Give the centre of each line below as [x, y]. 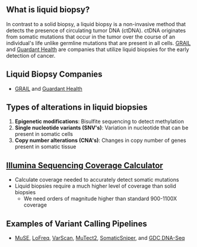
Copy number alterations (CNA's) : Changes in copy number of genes [100, 140]
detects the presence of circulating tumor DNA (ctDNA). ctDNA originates [96, 30]
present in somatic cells [44, 134]
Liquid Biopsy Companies [54, 75]
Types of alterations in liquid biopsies [77, 107]
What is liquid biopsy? [48, 10]
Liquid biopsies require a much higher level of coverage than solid [95, 186]
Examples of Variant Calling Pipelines [77, 224]
